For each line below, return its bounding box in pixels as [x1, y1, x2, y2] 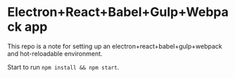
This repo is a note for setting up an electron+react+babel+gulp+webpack [7, 42, 223, 50]
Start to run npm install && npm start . [7, 63, 120, 71]
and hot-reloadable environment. [7, 49, 103, 58]
